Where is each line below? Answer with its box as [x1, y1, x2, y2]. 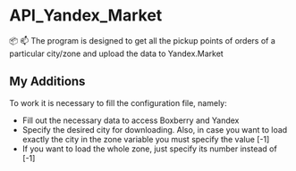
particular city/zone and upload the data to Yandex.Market [9, 48, 224, 59]
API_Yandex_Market [9, 5, 163, 26]
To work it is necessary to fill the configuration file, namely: [9, 97, 227, 108]
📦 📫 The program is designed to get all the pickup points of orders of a [9, 35, 275, 45]
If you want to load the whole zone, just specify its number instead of [21, 143, 277, 154]
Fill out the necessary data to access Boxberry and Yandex [21, 115, 240, 126]
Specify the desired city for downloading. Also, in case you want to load [21, 124, 288, 134]
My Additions [9, 74, 86, 89]
